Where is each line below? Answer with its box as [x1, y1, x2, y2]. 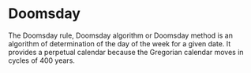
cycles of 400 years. [8, 56, 75, 65]
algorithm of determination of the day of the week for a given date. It [8, 38, 231, 48]
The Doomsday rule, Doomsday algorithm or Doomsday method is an [8, 31, 233, 40]
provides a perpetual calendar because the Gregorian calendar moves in [8, 47, 244, 57]
